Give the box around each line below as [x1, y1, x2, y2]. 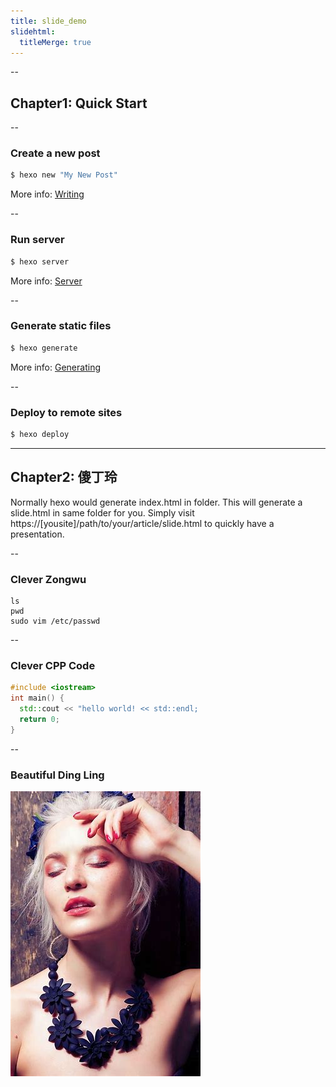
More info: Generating [10, 361, 101, 373]
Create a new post [10, 146, 101, 160]
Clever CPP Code [10, 658, 96, 672]
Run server [10, 233, 65, 247]
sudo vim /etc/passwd [10, 616, 101, 626]
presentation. [10, 528, 65, 540]
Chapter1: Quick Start [10, 95, 148, 112]
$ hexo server [10, 256, 70, 267]
